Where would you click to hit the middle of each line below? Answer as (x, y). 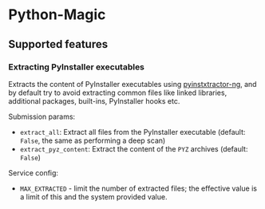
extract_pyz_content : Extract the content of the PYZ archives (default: (134, 148)
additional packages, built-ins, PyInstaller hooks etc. (94, 101)
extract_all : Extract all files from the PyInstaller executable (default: (132, 132)
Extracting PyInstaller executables (77, 67)
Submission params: (42, 116)
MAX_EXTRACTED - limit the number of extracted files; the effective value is (138, 188)
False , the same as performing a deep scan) (93, 140)
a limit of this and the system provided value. (93, 196)
